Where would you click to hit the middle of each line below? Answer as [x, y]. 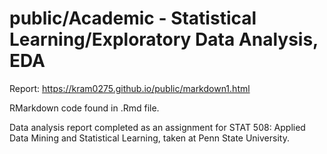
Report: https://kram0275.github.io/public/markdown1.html [130, 88]
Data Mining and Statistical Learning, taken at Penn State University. [149, 138]
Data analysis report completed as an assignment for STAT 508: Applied [157, 127]
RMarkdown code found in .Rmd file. [84, 108]
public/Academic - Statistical [133, 18]
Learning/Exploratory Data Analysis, [164, 39]
